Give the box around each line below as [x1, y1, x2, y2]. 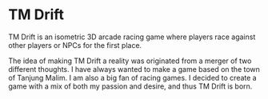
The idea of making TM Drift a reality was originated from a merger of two [8, 56, 252, 65]
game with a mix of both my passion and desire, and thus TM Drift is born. [8, 81, 253, 91]
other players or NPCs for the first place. [8, 40, 142, 49]
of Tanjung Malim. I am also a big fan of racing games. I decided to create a [8, 73, 258, 82]
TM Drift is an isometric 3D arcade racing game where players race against [8, 32, 256, 42]
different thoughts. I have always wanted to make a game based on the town [8, 64, 260, 73]
